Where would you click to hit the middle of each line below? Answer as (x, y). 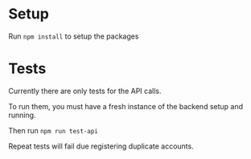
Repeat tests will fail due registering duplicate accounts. (101, 146)
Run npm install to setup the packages (74, 36)
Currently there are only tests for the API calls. (85, 91)
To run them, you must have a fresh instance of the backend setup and (126, 106)
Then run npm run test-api (53, 130)
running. (22, 115)
